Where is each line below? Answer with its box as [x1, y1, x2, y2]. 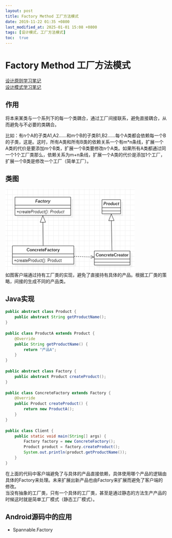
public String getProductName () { [14, 342, 88, 347]
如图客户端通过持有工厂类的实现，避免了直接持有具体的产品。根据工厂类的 [5, 272, 162, 278]
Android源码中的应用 [5, 513, 72, 522]
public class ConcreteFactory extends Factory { [5, 390, 111, 395]
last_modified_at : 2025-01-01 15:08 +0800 [5, 25, 97, 30]
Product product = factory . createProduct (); [24, 444, 120, 450]
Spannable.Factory [12, 526, 53, 533]
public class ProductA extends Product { [5, 331, 95, 336]
